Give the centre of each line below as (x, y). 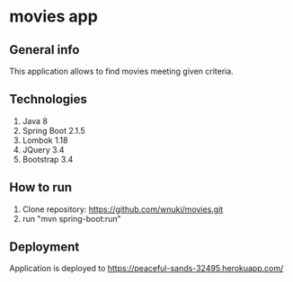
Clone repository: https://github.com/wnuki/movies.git (123, 209)
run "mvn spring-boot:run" (71, 218)
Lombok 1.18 (45, 140)
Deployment (44, 247)
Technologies (49, 99)
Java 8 (35, 121)
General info (44, 50)
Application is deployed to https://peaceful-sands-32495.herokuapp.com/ (146, 269)
